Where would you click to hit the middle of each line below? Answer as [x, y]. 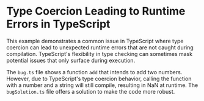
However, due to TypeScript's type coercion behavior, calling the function [99, 78]
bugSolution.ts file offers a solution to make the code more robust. [91, 91]
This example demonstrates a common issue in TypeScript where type [95, 41]
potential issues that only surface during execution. [71, 60]
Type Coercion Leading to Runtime [96, 11]
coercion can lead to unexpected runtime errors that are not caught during [100, 47]
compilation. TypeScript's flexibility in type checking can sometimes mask [100, 54]
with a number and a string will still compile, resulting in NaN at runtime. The [102, 85]
